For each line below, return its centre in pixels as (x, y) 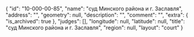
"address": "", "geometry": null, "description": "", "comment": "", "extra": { (97, 15)
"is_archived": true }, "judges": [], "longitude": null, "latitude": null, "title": (95, 21)
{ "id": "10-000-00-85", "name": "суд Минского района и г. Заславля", (94, 9)
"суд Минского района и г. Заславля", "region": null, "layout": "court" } (94, 27)
